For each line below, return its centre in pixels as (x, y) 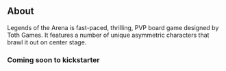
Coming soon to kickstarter (53, 59)
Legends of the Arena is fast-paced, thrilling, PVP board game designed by (113, 27)
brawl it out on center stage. (47, 42)
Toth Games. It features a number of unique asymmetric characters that (108, 35)
